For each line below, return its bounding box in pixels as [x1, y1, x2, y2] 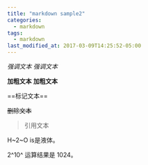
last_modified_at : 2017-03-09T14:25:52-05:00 [7, 42, 141, 49]
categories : [7, 17, 42, 24]
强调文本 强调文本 [7, 62, 58, 70]
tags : [7, 29, 23, 37]
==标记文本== [7, 92, 49, 100]
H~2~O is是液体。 [7, 136, 59, 144]
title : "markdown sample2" [7, 10, 85, 17]
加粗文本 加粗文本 [7, 77, 58, 85]
